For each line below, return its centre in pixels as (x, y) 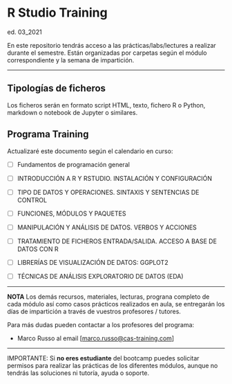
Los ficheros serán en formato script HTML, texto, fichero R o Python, (106, 105)
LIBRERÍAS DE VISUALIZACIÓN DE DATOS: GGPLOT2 (93, 262)
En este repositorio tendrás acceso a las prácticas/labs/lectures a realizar (112, 45)
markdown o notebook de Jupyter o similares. (72, 112)
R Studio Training (58, 13)
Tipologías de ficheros (56, 88)
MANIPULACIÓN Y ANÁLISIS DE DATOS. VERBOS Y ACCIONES (107, 227)
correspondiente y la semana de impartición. (71, 60)
